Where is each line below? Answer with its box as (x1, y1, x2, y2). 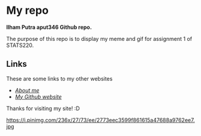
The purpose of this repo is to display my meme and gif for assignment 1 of (6, 35, 193, 42)
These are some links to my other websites (6, 75, 113, 82)
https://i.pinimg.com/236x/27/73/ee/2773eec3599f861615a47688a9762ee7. (6, 116, 195, 123)
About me (14, 87, 40, 94)
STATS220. (6, 42, 34, 49)
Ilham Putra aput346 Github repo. (6, 23, 92, 31)
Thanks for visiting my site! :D (6, 105, 80, 112)
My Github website (14, 93, 62, 100)
